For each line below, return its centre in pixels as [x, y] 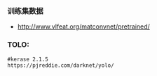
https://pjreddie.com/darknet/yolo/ [61, 65]
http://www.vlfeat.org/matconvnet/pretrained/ [84, 26]
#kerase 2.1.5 [28, 59]
